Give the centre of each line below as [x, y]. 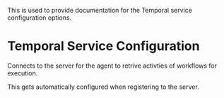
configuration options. [40, 18]
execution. [23, 73]
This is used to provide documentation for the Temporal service [100, 10]
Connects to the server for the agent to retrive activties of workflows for [112, 66]
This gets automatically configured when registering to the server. [103, 87]
